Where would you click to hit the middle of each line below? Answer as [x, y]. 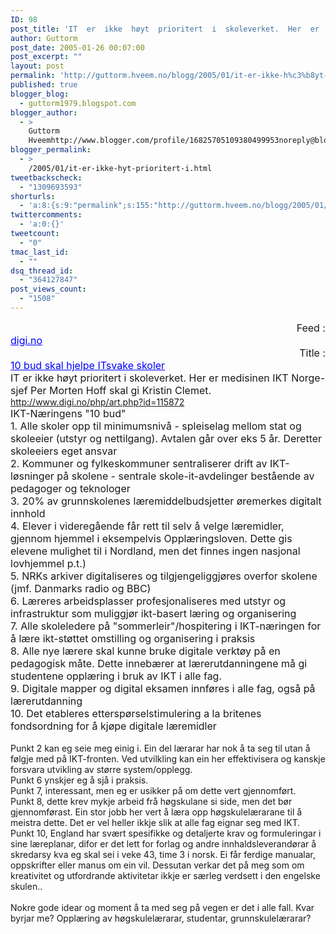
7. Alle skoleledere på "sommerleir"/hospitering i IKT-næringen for [166, 626]
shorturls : [33, 196]
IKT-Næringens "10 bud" [68, 413]
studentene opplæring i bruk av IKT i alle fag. [116, 676]
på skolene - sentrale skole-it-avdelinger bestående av [185, 476]
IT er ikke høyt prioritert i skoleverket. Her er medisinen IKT [149, 378]
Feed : [311, 328]
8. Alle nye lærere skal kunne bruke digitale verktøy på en [145, 651]
